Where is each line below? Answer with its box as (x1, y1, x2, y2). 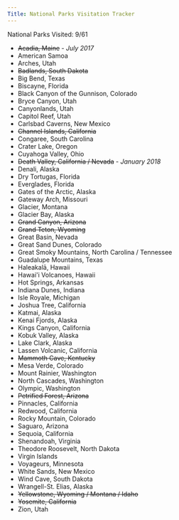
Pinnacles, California (17, 399, 78, 408)
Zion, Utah (17, 504, 48, 513)
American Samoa (17, 51, 69, 60)
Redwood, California (17, 406, 77, 415)
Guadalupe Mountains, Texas (17, 255, 103, 264)
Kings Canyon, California (17, 323, 91, 331)
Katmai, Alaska (17, 308, 62, 317)
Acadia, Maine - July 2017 (17, 43, 94, 52)
